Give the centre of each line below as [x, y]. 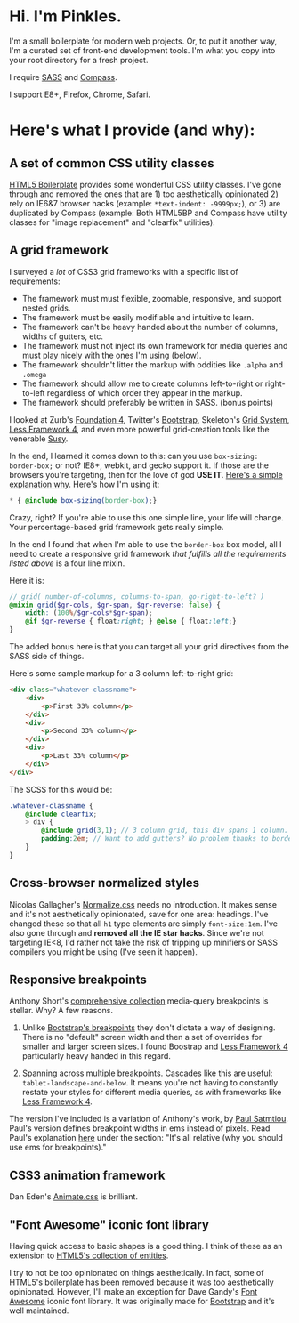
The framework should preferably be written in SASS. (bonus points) [148, 402]
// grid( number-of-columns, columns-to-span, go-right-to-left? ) [137, 597]
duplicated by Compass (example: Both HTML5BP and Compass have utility [148, 213]
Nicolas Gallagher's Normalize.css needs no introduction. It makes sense [143, 904]
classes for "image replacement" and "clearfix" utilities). [112, 222]
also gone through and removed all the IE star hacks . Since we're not [137, 932]
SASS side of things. [47, 656]
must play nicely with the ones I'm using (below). [112, 355]
